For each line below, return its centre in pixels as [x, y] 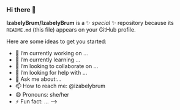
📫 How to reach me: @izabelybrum [60, 86]
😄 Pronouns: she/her [42, 95]
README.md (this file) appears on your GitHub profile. [71, 30]
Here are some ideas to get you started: [57, 41]
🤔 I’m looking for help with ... [51, 73]
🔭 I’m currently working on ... [51, 53]
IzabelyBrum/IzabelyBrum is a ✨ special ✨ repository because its [90, 23]
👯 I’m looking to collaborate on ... [57, 66]
